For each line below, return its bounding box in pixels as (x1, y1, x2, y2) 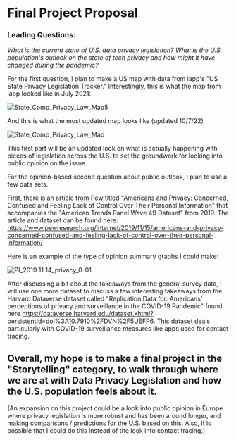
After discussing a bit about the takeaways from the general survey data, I (7, 279, 222, 288)
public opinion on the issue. (7, 159, 87, 168)
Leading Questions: (7, 30, 76, 40)
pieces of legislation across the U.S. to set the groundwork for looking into (7, 151, 223, 160)
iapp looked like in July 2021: (7, 89, 92, 98)
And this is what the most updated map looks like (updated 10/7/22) (7, 117, 204, 125)
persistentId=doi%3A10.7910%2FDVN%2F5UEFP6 (7, 317, 154, 325)
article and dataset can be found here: (7, 216, 118, 225)
